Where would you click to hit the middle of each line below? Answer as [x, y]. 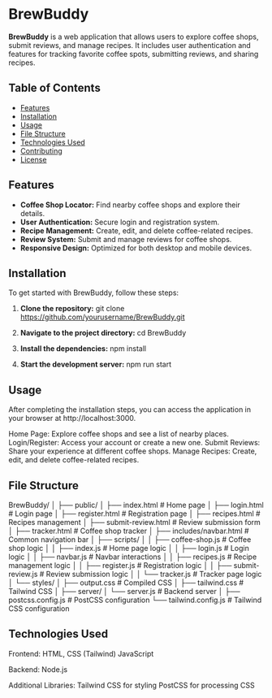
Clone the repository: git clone [72, 309]
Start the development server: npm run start [96, 364]
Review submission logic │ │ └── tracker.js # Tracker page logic [154, 574]
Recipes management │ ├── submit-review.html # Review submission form [135, 522]
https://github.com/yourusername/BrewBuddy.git [102, 317]
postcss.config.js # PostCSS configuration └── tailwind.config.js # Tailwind [135, 600]
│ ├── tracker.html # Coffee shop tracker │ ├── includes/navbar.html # [129, 531]
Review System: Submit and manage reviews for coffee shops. [126, 239]
